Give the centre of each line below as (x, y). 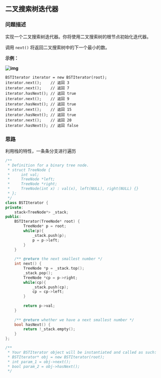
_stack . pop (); (38, 273)
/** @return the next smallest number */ (58, 259)
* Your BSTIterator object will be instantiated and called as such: (82, 352)
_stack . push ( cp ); (50, 287)
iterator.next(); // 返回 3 (37, 83)
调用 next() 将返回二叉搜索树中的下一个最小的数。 (58, 47)
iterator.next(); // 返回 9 (37, 99)
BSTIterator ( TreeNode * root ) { (47, 222)
